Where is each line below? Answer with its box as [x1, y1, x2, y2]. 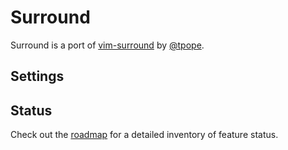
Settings [10, 68, 65, 85]
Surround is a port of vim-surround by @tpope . [10, 39, 205, 51]
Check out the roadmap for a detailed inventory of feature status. [10, 129, 279, 141]
